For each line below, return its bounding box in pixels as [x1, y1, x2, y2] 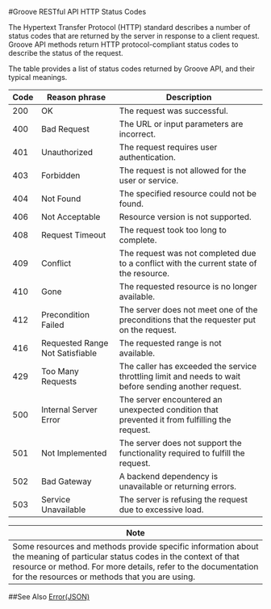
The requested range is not [119, 338, 222, 348]
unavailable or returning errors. [119, 481, 236, 492]
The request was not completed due [119, 248, 256, 258]
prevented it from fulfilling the [119, 414, 231, 425]
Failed [41, 319, 65, 330]
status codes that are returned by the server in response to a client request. [8, 31, 260, 40]
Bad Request [41, 124, 90, 134]
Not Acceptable [41, 212, 101, 222]
